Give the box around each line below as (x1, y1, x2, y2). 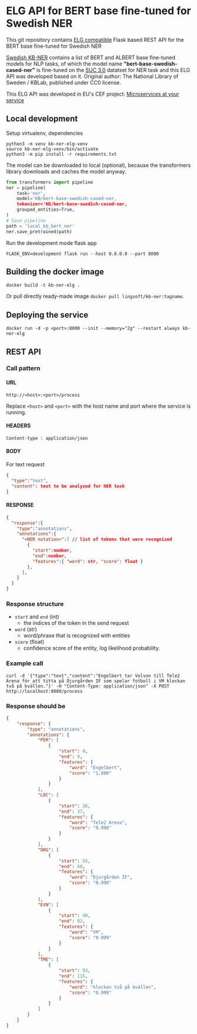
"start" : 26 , (58, 803, 91, 809)
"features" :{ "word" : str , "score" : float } (32, 558, 143, 564)
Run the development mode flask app (6, 239, 97, 246)
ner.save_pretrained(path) (6, 228, 72, 234)
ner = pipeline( (6, 185, 46, 191)
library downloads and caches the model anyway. (6, 168, 126, 175)
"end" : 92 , (58, 918, 85, 924)
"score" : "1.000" (69, 770, 112, 776)
